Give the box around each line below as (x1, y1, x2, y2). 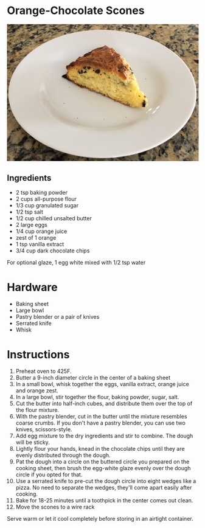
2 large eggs (15, 221, 47, 229)
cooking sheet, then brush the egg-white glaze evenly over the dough (15, 465, 191, 472)
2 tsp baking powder (15, 189, 68, 196)
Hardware (7, 280, 58, 294)
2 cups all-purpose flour (15, 195, 77, 203)
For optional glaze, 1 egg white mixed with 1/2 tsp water (7, 259, 146, 266)
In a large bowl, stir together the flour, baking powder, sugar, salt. (15, 394, 179, 401)
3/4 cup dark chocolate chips (15, 247, 90, 254)
